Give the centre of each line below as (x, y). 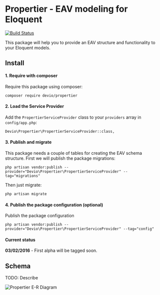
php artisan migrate (26, 194)
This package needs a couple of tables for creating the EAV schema (74, 153)
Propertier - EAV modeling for (67, 9)
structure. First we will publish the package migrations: (60, 158)
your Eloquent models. (28, 48)
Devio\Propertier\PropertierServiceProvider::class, (60, 131)
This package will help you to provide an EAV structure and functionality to (80, 42)
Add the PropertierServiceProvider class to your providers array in (73, 117)
